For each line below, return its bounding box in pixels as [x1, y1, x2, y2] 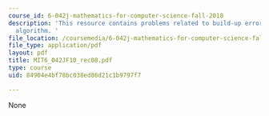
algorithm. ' [15, 26, 59, 34]
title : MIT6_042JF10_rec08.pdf [8, 57, 113, 65]
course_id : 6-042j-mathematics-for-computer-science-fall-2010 [8, 11, 224, 20]
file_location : [8, 34, 59, 42]
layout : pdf [8, 49, 48, 57]
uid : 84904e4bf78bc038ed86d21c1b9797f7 [8, 71, 142, 79]
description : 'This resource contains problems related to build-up [8, 19, 242, 27]
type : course [8, 64, 52, 72]
